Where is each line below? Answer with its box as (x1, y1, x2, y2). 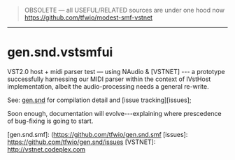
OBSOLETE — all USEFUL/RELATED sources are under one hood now (24, 6, 225, 14)
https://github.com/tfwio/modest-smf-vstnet (24, 13, 152, 22)
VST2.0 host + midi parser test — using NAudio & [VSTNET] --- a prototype (7, 67, 225, 75)
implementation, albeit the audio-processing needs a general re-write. (7, 82, 209, 90)
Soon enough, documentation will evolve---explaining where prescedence (7, 109, 222, 117)
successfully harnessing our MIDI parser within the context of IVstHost (7, 75, 211, 83)
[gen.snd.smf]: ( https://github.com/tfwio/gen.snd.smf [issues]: (7, 130, 188, 138)
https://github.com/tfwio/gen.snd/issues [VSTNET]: (7, 138, 156, 146)
